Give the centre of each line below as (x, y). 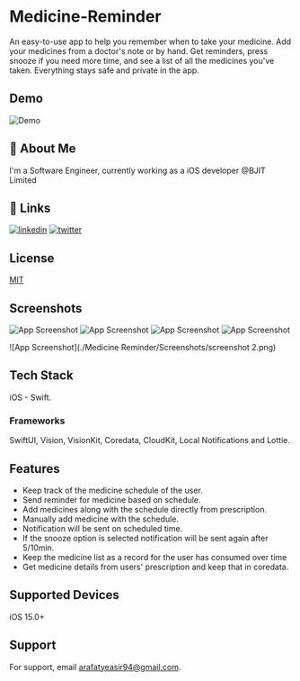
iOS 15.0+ (27, 617)
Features (35, 469)
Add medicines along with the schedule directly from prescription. (145, 509)
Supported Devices (64, 595)
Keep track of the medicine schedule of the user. (113, 490)
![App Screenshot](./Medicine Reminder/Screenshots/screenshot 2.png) (143, 347)
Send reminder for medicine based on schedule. (111, 499)
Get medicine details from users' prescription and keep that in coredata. (155, 567)
